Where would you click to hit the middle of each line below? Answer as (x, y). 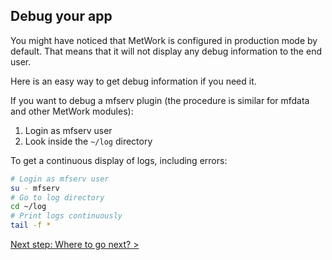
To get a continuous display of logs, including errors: (119, 160)
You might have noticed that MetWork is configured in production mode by (164, 40)
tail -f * (31, 225)
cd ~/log (28, 207)
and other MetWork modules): (72, 111)
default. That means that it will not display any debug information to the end (166, 51)
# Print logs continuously (66, 216)
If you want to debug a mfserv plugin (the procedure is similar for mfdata (160, 100)
